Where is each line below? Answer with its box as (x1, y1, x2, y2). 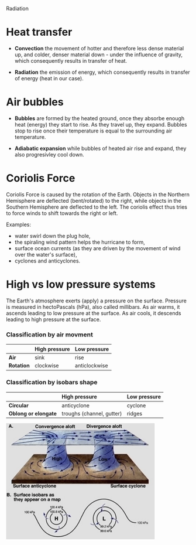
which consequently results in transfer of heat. (14, 57, 128, 64)
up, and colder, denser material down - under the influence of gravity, (14, 51, 183, 58)
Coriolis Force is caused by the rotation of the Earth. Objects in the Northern (6, 190, 190, 198)
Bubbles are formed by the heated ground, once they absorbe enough (14, 114, 185, 122)
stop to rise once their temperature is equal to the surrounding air (14, 127, 173, 134)
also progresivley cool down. (14, 151, 84, 158)
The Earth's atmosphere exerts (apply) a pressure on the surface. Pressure (6, 297, 187, 304)
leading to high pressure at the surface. (6, 316, 101, 323)
